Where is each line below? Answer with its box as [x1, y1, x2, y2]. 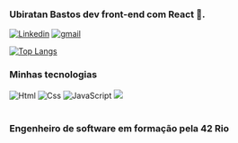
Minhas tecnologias [9, 68, 97, 81]
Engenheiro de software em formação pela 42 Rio [9, 121, 229, 134]
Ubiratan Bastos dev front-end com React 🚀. [9, 8, 206, 21]
